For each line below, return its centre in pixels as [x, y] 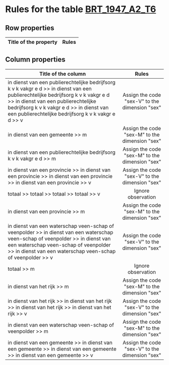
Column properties [35, 60]
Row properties [30, 28]
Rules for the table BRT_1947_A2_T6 [81, 9]
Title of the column [63, 74]
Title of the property [33, 42]
